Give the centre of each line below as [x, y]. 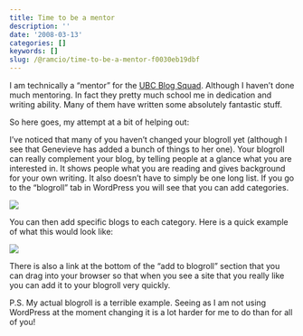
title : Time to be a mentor [62, 18]
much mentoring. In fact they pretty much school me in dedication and [141, 95]
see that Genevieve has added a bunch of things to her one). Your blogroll [147, 149]
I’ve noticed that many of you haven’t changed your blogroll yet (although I [148, 140]
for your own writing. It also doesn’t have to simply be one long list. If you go [152, 178]
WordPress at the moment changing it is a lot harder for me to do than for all [151, 312]
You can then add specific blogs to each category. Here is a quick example [149, 222]
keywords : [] [34, 51]
